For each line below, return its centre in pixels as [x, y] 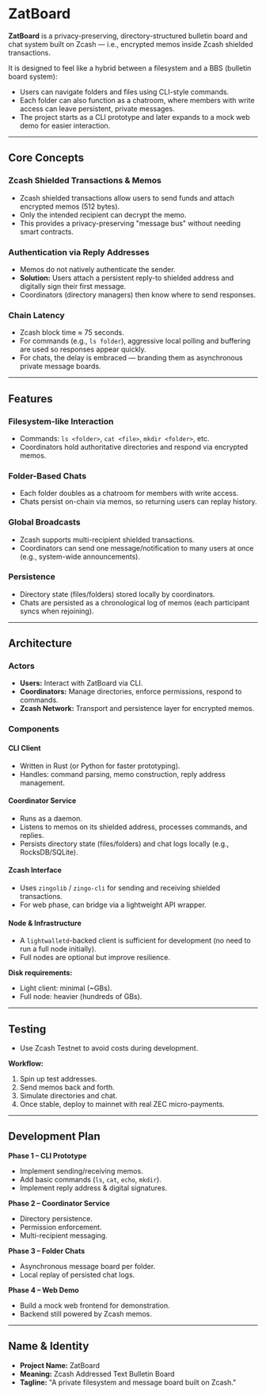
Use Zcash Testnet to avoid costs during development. [109, 1048]
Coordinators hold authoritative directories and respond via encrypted [134, 447]
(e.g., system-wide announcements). [80, 556]
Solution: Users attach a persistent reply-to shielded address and [127, 278]
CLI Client [25, 748]
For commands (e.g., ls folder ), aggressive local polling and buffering [135, 341]
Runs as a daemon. [51, 818]
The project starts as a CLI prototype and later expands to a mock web [135, 117]
